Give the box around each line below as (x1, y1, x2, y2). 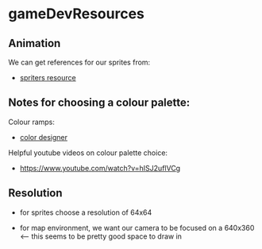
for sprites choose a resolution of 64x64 (19, 208, 152, 217)
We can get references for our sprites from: (8, 57, 151, 67)
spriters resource (19, 73, 77, 82)
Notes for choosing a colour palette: (8, 96, 191, 110)
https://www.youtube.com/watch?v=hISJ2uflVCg (19, 163, 181, 173)
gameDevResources (8, 5, 144, 23)
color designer (19, 132, 67, 142)
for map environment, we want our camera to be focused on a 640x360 (19, 223, 255, 232)
